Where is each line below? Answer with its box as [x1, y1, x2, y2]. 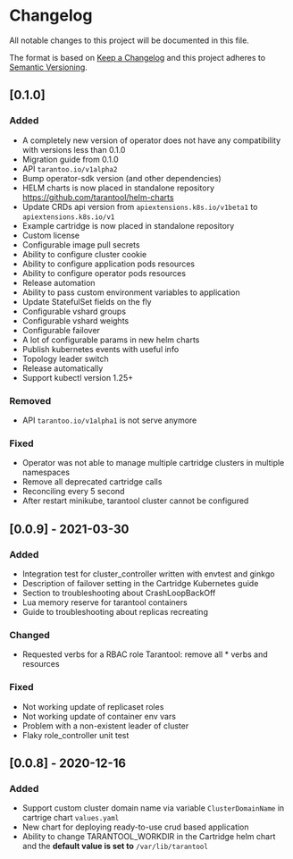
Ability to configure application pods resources [21, 258, 195, 269]
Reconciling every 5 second [21, 486, 125, 497]
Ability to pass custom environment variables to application [21, 287, 241, 298]
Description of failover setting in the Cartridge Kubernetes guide [21, 577, 259, 588]
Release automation [21, 277, 96, 288]
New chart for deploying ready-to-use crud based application [21, 821, 249, 832]
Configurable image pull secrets [21, 239, 140, 250]
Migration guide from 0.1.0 [21, 154, 119, 164]
